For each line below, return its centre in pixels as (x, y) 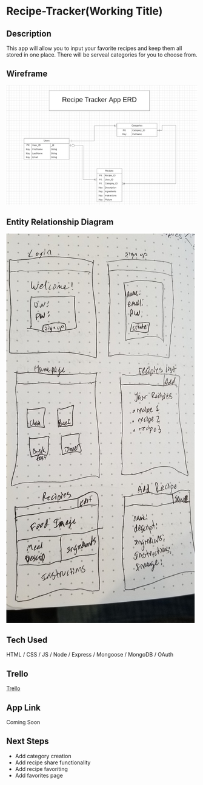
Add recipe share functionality (53, 762)
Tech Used (27, 640)
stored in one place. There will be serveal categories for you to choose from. (102, 55)
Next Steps (28, 741)
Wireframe (27, 74)
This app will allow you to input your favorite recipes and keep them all (94, 48)
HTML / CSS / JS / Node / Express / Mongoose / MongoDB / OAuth (90, 655)
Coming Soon (23, 722)
